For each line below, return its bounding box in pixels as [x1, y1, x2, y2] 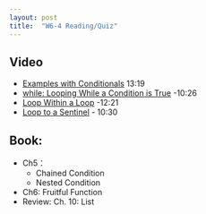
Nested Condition [35, 177, 101, 188]
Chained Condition [35, 167, 105, 179]
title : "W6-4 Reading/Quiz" [9, 21, 118, 30]
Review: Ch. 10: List [21, 196, 95, 207]
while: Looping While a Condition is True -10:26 [21, 88, 197, 98]
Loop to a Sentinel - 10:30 [21, 107, 118, 117]
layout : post [9, 13, 58, 22]
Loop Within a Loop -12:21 [21, 98, 119, 108]
